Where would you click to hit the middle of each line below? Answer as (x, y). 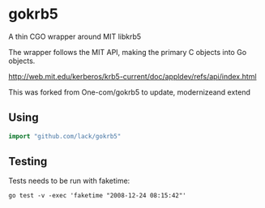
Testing (28, 161)
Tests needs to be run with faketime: (69, 181)
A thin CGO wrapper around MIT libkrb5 (75, 36)
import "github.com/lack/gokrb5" (65, 136)
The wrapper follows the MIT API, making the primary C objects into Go (128, 52)
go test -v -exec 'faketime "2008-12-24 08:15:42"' (97, 196)
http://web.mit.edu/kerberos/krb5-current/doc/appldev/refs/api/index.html (132, 76)
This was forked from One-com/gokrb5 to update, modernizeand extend (130, 92)
